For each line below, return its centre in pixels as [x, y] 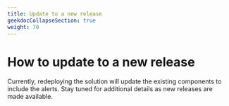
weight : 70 [23, 27]
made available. [30, 97]
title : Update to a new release [55, 14]
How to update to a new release [101, 62]
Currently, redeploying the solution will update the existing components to [114, 81]
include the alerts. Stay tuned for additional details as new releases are [110, 89]
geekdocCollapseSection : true [52, 20]
